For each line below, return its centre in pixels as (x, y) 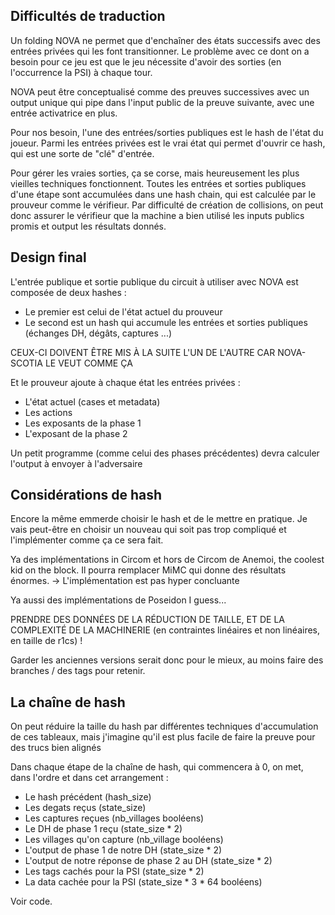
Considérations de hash (86, 495)
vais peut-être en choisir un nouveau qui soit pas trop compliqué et (148, 530)
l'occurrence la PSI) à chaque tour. (81, 72)
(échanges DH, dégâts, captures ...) (98, 333)
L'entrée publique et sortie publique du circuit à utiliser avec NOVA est (154, 281)
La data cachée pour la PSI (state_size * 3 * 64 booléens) (143, 882)
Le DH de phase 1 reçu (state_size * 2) (103, 829)
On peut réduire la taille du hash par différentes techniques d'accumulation (164, 726)
